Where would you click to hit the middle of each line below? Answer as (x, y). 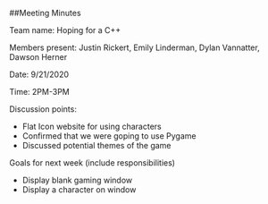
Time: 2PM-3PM (39, 92)
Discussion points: (43, 109)
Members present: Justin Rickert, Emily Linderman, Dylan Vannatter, (135, 47)
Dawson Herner (38, 57)
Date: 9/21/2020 (39, 74)
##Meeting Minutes (46, 13)
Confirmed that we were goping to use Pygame (109, 136)
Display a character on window (79, 190)
